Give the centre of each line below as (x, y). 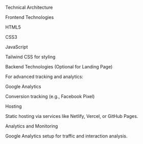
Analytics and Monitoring (32, 126)
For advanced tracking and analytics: (44, 77)
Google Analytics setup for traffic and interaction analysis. (66, 136)
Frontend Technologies (30, 17)
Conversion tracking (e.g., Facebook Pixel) (50, 96)
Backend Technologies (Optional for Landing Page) (59, 67)
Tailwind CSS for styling (30, 57)
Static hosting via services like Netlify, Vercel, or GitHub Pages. (72, 116)
